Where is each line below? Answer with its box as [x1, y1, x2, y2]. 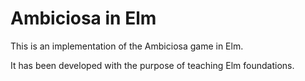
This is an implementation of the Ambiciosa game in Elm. [10, 40, 244, 52]
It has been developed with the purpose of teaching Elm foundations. [10, 59, 295, 71]
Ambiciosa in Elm [10, 7, 157, 30]
